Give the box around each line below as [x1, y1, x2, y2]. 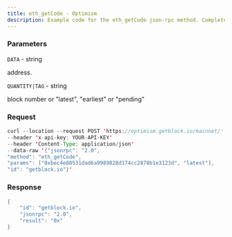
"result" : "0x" [19, 218, 64, 225]
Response [7, 183, 41, 192]
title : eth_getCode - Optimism [7, 10, 97, 17]
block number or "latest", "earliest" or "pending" [7, 94, 145, 103]
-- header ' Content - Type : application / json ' [7, 141, 135, 147]
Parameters [7, 39, 47, 49]
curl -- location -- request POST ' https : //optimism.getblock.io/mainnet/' [7, 128, 224, 135]
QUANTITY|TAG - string [7, 81, 67, 90]
